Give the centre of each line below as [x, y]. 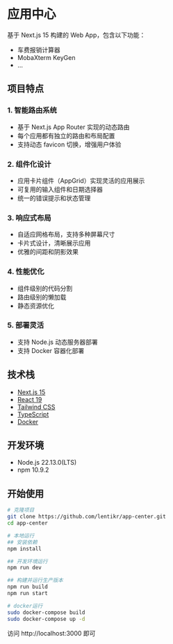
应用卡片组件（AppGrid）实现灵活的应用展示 [81, 180]
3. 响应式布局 [29, 218]
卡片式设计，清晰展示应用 [54, 243]
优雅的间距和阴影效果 [48, 252]
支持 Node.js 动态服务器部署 [58, 342]
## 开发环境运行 [27, 561]
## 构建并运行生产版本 [35, 581]
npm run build [28, 587]
